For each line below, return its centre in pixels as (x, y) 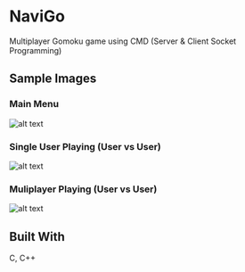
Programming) (36, 50)
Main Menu (34, 104)
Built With (37, 237)
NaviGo (37, 16)
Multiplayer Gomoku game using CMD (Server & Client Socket (123, 41)
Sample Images (53, 79)
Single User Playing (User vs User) (86, 146)
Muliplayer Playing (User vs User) (83, 189)
